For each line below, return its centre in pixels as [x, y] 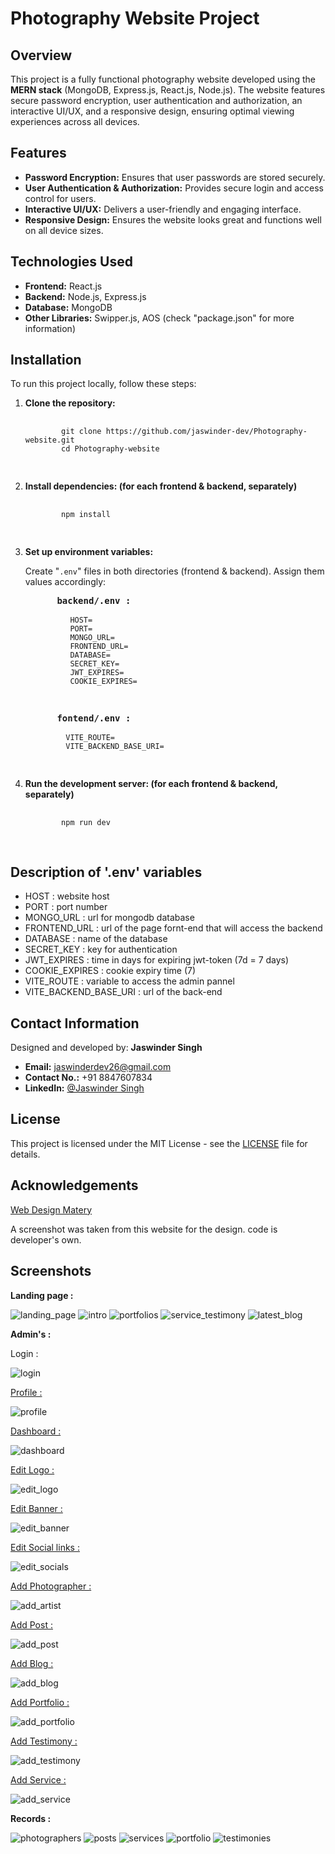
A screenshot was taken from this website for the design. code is [144, 1229]
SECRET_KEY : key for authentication [101, 949]
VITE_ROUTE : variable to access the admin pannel [129, 981]
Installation [46, 360]
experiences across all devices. [75, 121]
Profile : [26, 1392]
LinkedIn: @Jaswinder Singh [84, 1088]
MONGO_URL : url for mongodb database [109, 918]
